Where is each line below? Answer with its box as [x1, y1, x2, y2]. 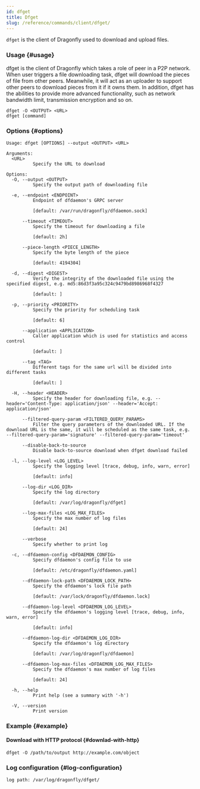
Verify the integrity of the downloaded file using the [32, 275, 174, 282]
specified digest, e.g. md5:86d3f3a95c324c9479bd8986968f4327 [6, 280, 164, 286]
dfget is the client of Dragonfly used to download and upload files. [6, 36, 169, 43]
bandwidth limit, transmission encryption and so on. [6, 96, 133, 103]
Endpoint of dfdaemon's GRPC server [32, 197, 124, 203]
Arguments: [6, 150, 33, 157]
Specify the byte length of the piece [32, 250, 129, 255]
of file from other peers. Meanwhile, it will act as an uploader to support [6, 77, 183, 84]
